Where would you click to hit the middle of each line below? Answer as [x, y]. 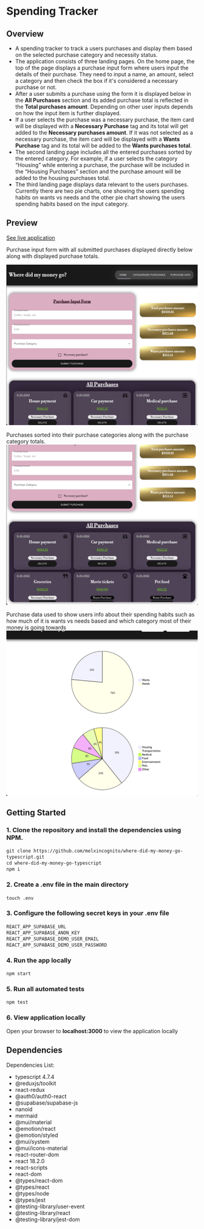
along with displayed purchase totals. [53, 256]
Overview [25, 34]
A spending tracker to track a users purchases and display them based [104, 48]
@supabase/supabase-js [46, 1103]
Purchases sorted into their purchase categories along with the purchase [97, 435]
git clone [19, 851]
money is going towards [36, 628]
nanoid [24, 1109]
